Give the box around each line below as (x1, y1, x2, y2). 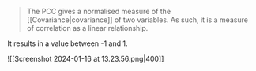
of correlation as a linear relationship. (26, 24, 149, 32)
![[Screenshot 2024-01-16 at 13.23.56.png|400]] (7, 54, 164, 63)
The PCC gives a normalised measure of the (26, 7, 171, 16)
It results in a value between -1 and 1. (7, 39, 128, 48)
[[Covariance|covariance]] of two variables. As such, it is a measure (26, 15, 248, 24)
